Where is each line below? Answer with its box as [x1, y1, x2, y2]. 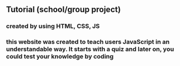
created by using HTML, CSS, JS [6, 22, 101, 30]
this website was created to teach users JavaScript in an [6, 38, 170, 46]
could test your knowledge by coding [6, 53, 114, 61]
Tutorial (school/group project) [6, 5, 121, 15]
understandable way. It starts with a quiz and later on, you [6, 45, 174, 53]
